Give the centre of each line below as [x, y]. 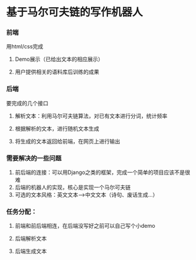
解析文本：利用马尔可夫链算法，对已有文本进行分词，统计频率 [91, 116]
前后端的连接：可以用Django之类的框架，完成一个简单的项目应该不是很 [102, 172]
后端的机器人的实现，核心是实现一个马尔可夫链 [73, 187]
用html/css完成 [25, 47]
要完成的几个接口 [27, 103]
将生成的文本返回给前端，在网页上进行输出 [67, 141]
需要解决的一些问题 [34, 158]
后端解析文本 [31, 238]
